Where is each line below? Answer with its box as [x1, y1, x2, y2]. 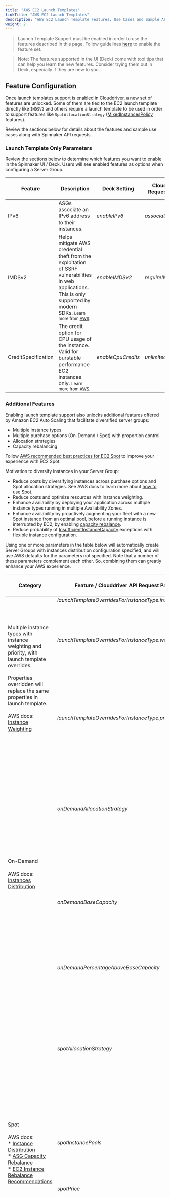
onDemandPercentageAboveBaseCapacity [57, 964, 160, 971]
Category [18, 582, 42, 589]
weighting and [8, 642, 42, 649]
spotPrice [57, 1185, 80, 1192]
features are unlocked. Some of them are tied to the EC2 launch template [5, 100, 158, 106]
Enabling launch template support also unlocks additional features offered [5, 412, 159, 418]
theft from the [58, 252, 91, 260]
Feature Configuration [5, 82, 77, 90]
